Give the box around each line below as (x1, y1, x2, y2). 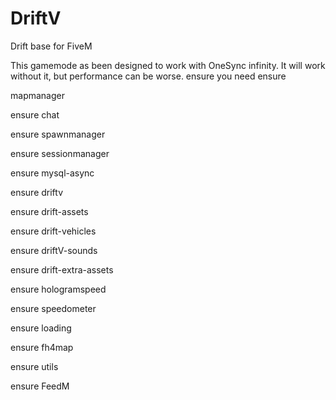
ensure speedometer (10, 302, 97, 314)
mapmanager (10, 89, 65, 101)
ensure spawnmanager (10, 128, 106, 140)
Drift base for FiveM (10, 40, 93, 52)
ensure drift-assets (10, 205, 89, 217)
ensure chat (10, 108, 60, 121)
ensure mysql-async (10, 167, 95, 179)
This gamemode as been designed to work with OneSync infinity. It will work (10, 59, 326, 71)
